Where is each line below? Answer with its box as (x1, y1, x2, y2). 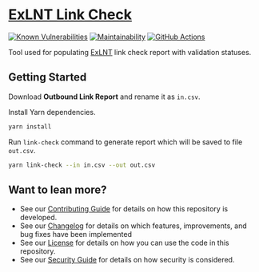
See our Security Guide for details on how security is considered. (19, 255, 235, 265)
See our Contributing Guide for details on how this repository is (19, 204, 229, 214)
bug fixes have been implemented (19, 230, 132, 239)
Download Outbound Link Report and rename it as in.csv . (8, 92, 201, 101)
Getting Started (8, 70, 87, 85)
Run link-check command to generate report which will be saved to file (8, 137, 243, 147)
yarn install (8, 122, 52, 131)
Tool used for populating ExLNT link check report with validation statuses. (8, 47, 252, 57)
